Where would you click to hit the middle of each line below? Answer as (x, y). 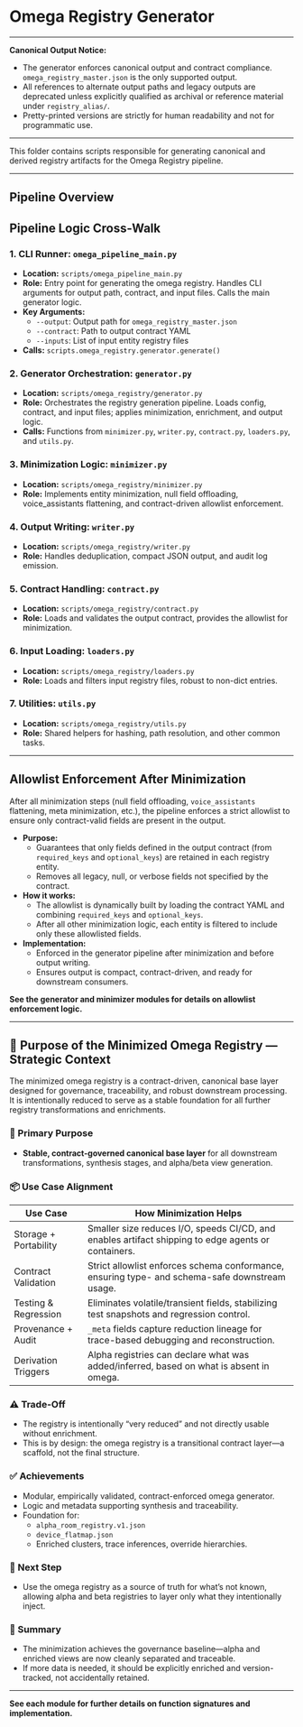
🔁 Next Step (36, 1567)
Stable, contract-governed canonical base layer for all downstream (150, 1153)
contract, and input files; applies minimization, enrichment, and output (152, 412)
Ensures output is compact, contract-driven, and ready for (144, 972)
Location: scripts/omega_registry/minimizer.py (112, 484)
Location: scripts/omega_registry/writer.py (106, 546)
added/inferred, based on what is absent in (178, 1366)
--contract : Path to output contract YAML (113, 331)
